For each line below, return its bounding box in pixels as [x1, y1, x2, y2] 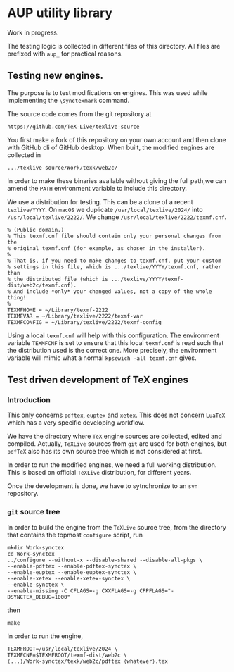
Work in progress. [7, 28, 59, 37]
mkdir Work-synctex [7, 544, 65, 551]
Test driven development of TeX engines [7, 374, 188, 386]
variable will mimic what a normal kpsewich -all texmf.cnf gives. [7, 354, 197, 362]
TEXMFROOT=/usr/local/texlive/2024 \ [7, 645, 118, 652]
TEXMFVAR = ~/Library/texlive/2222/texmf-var [7, 312, 143, 320]
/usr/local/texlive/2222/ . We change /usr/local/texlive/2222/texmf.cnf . [7, 213, 227, 221]
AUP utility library [7, 5, 113, 21]
